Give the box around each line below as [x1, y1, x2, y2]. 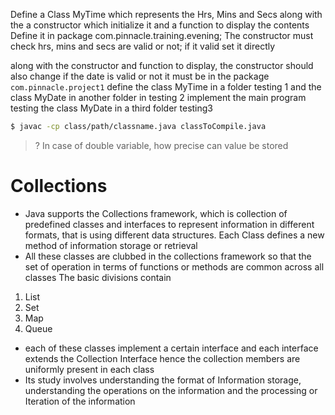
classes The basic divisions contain [24, 271, 172, 283]
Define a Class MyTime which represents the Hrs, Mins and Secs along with [10, 9, 323, 20]
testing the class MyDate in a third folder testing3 [10, 102, 214, 114]
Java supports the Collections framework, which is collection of [24, 207, 288, 219]
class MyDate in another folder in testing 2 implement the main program [10, 92, 307, 103]
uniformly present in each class [24, 363, 155, 375]
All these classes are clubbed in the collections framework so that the [24, 250, 312, 262]
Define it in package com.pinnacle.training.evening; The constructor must [10, 30, 314, 41]
